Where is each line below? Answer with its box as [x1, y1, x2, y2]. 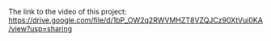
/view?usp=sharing [8, 24, 73, 33]
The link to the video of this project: [8, 7, 127, 16]
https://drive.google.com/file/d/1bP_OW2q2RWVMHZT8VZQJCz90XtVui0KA [8, 15, 263, 25]
